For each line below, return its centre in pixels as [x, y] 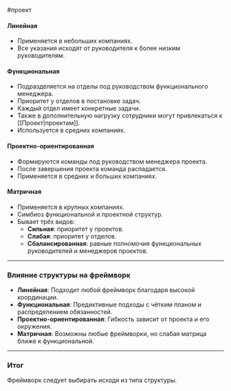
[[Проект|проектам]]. [48, 123]
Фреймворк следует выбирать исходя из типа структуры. [92, 380]
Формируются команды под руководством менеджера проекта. [112, 161]
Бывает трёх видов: [46, 221]
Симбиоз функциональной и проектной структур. [90, 214]
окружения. [34, 326]
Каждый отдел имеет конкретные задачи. [79, 109]
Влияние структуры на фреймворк [69, 275]
